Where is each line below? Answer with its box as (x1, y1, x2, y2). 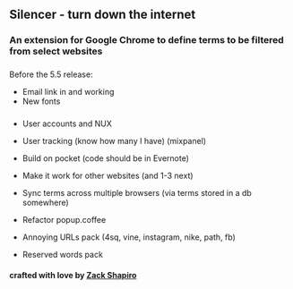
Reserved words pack (22, 250, 103, 260)
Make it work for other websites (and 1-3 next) (22, 170, 194, 182)
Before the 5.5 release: (9, 69, 93, 80)
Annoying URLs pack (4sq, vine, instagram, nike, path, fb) (22, 232, 236, 242)
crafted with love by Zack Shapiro (9, 269, 137, 280)
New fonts (22, 96, 61, 106)
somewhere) (22, 197, 69, 208)
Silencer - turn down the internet (9, 7, 196, 22)
